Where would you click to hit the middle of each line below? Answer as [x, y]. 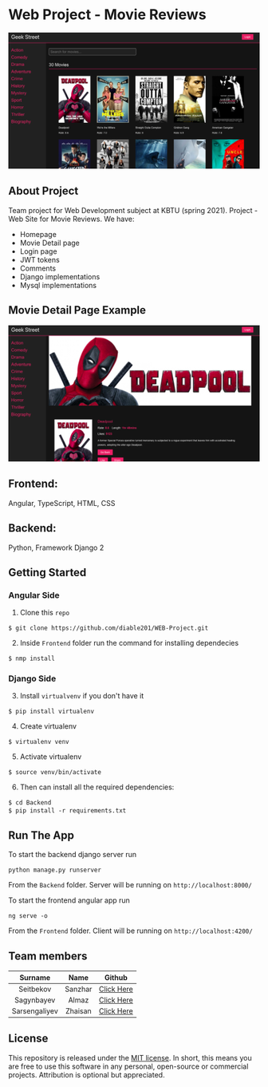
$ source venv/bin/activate [55, 773]
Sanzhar [79, 989]
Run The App [41, 835]
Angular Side [34, 595]
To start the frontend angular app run [69, 900]
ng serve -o [28, 916]
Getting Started [47, 572]
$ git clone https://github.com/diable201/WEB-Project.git [108, 628]
